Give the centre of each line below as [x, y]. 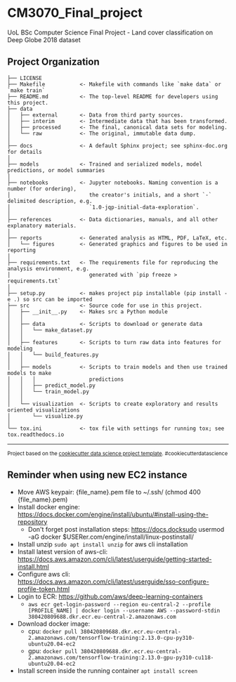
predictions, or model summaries [56, 170]
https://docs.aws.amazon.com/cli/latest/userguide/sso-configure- [113, 582]
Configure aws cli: [44, 574]
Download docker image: [54, 624]
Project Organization [53, 62]
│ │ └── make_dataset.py [50, 330]
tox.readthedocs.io [36, 434]
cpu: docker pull [53, 631]
